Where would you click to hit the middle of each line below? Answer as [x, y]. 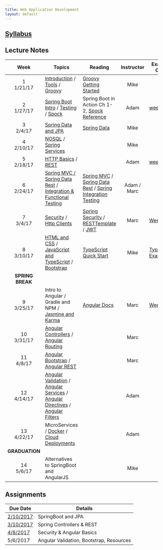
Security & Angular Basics [67, 532]
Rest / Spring [98, 188]
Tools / [53, 84]
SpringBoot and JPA [61, 516]
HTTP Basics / [61, 159]
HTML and [57, 237]
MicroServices [62, 425]
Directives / [58, 405]
